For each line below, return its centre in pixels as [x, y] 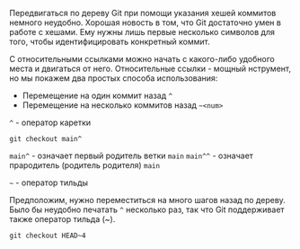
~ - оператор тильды [49, 182]
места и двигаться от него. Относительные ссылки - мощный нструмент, [150, 68]
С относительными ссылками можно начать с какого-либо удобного [142, 59]
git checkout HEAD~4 [48, 236]
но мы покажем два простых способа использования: [114, 78]
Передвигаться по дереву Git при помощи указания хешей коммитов [143, 13]
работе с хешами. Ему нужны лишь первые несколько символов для [142, 32]
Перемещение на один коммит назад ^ [97, 95]
